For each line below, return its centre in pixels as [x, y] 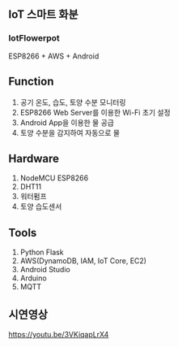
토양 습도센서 [41, 206]
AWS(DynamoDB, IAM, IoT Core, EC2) [83, 261]
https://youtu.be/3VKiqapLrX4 [59, 334]
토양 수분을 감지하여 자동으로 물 [70, 132]
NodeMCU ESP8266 [54, 178]
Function [31, 82]
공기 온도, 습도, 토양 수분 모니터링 [73, 102]
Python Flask [42, 252]
